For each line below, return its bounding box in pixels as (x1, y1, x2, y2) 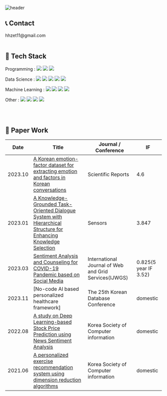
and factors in (33, 174, 66, 181)
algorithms (33, 383, 59, 390)
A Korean (33, 155, 55, 162)
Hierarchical (33, 220, 62, 227)
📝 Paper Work (5, 126, 49, 134)
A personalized (33, 352, 69, 359)
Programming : (5, 66, 36, 72)
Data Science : (5, 76, 35, 82)
